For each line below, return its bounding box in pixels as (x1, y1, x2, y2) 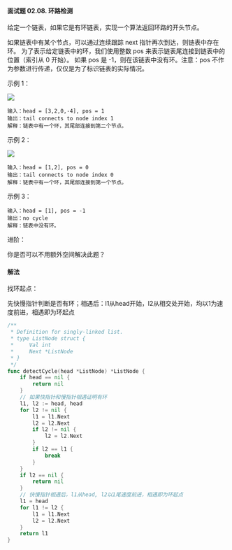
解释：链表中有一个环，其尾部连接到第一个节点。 (7, 179, 127, 186)
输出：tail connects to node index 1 (7, 115, 114, 122)
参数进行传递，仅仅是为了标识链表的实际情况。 (13, 64, 148, 73)
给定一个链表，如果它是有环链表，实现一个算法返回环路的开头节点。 (7, 23, 203, 31)
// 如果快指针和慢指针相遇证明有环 (20, 394, 108, 401)
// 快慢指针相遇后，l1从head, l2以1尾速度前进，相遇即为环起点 (20, 491, 184, 498)
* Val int (10, 341, 52, 349)
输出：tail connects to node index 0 (7, 171, 114, 178)
